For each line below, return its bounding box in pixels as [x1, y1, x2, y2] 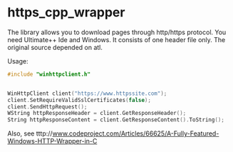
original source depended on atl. [7, 43, 103, 51]
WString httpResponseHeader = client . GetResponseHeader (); [7, 110, 187, 117]
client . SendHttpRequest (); [7, 103, 88, 111]
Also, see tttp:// [7, 129, 53, 138]
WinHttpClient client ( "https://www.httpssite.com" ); [7, 90, 167, 97]
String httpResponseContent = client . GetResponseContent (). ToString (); [7, 116, 224, 123]
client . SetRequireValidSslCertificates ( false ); [7, 96, 152, 103]
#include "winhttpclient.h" [7, 71, 91, 78]
